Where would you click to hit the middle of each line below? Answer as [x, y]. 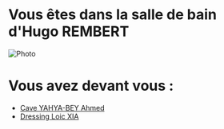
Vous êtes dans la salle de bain [113, 15]
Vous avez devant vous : [91, 86]
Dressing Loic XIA [49, 116]
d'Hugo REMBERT [69, 31]
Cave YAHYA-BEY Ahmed [62, 107]
